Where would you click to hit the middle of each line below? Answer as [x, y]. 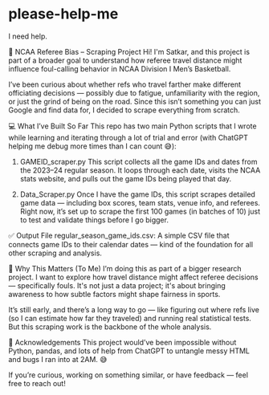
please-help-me [63, 14]
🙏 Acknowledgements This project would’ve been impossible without [122, 342]
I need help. [28, 36]
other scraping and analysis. [55, 253]
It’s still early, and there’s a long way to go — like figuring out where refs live [134, 309]
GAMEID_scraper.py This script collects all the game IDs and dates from [139, 161]
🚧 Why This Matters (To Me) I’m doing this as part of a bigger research [125, 268]
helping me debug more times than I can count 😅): [92, 146]
